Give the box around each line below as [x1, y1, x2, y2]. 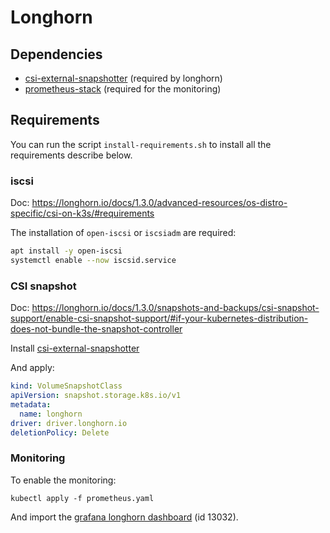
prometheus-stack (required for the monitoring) [24, 83, 222, 95]
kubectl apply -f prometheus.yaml [10, 493, 155, 503]
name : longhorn [19, 409, 83, 419]
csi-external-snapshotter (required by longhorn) [24, 72, 223, 84]
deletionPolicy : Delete [10, 427, 110, 438]
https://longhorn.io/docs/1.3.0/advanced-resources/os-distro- [31, 197, 288, 209]
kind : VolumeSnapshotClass [10, 381, 123, 391]
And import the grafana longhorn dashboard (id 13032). [10, 511, 239, 523]
